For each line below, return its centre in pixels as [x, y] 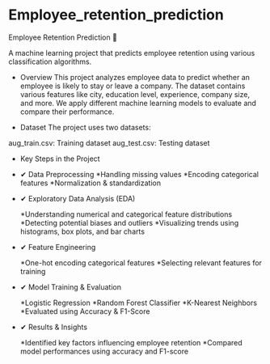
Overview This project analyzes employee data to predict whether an [135, 77]
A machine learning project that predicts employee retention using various [132, 53]
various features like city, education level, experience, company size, [135, 94]
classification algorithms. [50, 61]
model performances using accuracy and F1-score [104, 351]
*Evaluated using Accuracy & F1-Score [85, 311]
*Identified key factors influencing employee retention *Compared [131, 342]
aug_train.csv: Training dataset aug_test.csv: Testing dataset [109, 142]
